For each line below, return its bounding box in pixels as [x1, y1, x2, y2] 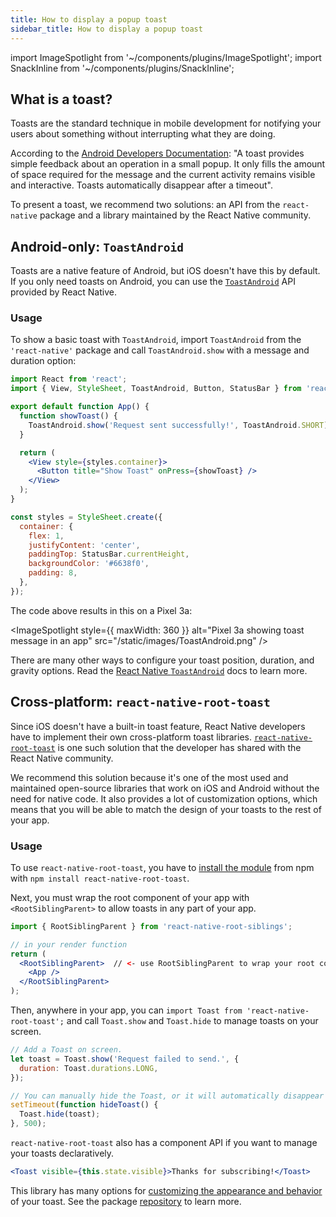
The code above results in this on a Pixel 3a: [10, 604, 193, 616]
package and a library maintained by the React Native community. [39, 209, 312, 221]
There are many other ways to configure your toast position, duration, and [10, 654, 315, 666]
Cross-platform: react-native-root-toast [10, 694, 271, 711]
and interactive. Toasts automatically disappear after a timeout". [10, 179, 273, 191]
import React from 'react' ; [10, 374, 128, 385]
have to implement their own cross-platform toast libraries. [10, 731, 253, 743]
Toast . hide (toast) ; [19, 1109, 101, 1120]
